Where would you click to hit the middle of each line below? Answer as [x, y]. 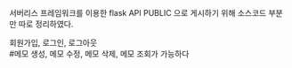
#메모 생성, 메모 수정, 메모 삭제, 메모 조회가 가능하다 [99, 54]
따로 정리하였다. [46, 24]
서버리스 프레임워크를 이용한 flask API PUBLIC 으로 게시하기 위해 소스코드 [138, 13]
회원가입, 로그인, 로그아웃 [53, 43]
